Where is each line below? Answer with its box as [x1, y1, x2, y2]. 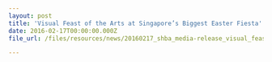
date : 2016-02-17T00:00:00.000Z [8, 27, 117, 35]
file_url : [8, 34, 42, 43]
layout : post [8, 11, 53, 20]
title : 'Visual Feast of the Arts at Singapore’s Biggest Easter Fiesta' [8, 19, 263, 27]
